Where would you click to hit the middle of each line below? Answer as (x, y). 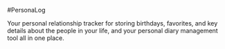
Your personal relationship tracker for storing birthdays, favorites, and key (112, 23)
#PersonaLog (26, 10)
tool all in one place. (36, 38)
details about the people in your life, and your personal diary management (112, 31)
